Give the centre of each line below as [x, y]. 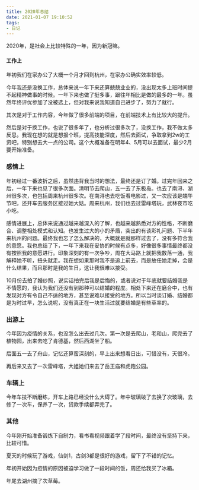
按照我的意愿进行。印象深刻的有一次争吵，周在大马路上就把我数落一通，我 [102, 252]
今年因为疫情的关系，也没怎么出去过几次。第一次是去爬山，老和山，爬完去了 [99, 334]
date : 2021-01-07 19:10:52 [39, 17]
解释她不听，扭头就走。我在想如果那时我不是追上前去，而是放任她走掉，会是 [99, 260]
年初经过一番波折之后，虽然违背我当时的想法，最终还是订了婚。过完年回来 [97, 181]
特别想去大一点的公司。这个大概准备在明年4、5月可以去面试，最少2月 [107, 143]
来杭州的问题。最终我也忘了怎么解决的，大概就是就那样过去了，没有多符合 [97, 238]
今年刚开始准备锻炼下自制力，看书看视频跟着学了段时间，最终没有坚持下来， [99, 435]
